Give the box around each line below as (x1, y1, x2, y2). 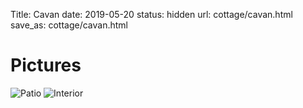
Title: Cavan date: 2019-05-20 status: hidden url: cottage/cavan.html (10, 9, 293, 20)
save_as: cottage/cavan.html (10, 19, 128, 31)
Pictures (10, 54, 82, 77)
